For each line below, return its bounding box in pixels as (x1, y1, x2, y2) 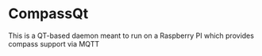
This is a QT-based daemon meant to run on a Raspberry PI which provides (8, 31, 254, 40)
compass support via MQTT (8, 39, 100, 48)
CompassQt (8, 5, 89, 23)
